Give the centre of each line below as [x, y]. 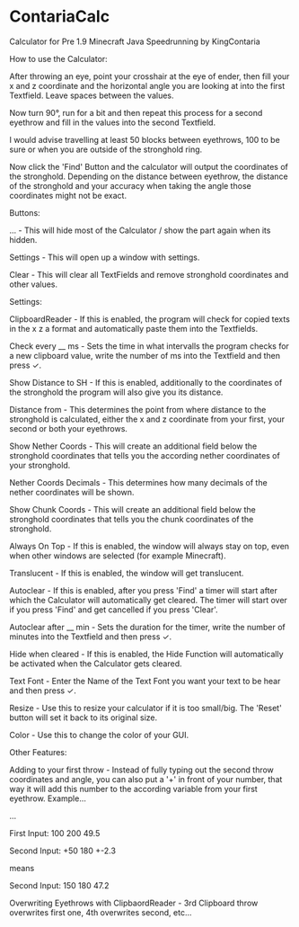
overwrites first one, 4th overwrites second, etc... [101, 912]
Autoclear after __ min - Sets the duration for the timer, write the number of [147, 627]
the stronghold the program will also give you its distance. [116, 392]
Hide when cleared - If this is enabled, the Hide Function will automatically [147, 654]
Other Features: [38, 752]
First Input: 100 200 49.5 [55, 833]
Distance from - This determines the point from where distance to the [138, 409]
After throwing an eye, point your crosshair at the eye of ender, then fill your [149, 76]
